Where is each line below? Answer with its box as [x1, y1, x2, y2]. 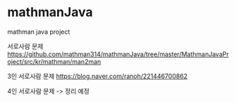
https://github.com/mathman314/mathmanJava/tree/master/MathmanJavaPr [7, 50, 229, 58]
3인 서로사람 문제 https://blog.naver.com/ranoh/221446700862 [7, 72, 188, 80]
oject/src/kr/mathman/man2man [7, 57, 101, 65]
